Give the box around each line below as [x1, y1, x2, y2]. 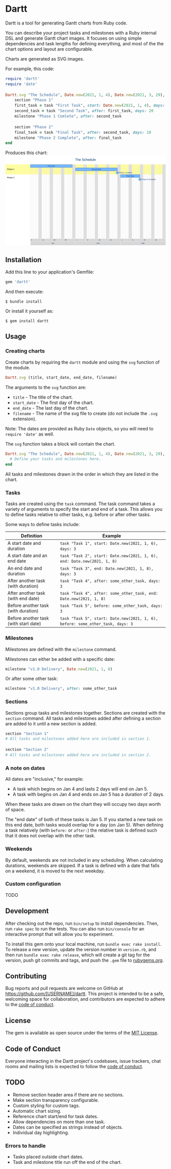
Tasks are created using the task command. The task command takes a [5, 501, 155, 507]
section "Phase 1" [14, 98, 53, 103]
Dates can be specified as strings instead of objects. [12, 1124, 123, 1130]
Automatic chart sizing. [12, 1107, 62, 1114]
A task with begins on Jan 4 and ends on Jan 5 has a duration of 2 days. [12, 792, 164, 798]
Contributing [5, 972, 47, 981]
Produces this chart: [5, 150, 48, 156]
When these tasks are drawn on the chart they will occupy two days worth [5, 801, 161, 807]
